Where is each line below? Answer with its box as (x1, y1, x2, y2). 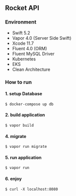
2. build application (5, 112, 45, 118)
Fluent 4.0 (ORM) (12, 45, 48, 51)
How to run (5, 79, 32, 85)
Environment (5, 19, 37, 26)
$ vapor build (5, 123, 34, 128)
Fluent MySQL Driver (12, 51, 55, 56)
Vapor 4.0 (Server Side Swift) (12, 35, 72, 41)
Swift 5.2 (12, 29, 30, 36)
